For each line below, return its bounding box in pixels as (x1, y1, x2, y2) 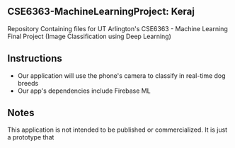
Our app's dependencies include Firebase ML (17, 86, 151, 95)
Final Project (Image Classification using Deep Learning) (7, 32, 172, 40)
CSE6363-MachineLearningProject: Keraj (7, 6, 195, 18)
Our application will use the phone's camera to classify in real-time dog (17, 71, 226, 80)
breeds (17, 79, 39, 87)
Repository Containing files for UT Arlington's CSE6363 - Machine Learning (7, 24, 228, 33)
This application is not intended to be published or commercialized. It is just (7, 125, 228, 134)
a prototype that (7, 133, 55, 142)
